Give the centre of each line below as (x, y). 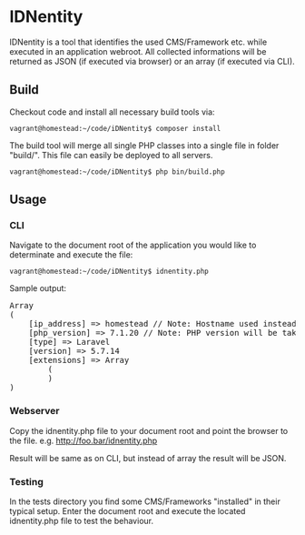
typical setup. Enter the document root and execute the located (128, 511)
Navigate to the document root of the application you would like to (133, 245)
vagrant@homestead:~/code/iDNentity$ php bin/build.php (117, 172)
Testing (26, 481)
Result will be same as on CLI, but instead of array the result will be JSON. (148, 458)
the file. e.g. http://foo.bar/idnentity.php (84, 440)
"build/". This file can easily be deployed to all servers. (111, 155)
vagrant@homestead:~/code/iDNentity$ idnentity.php (109, 272)
